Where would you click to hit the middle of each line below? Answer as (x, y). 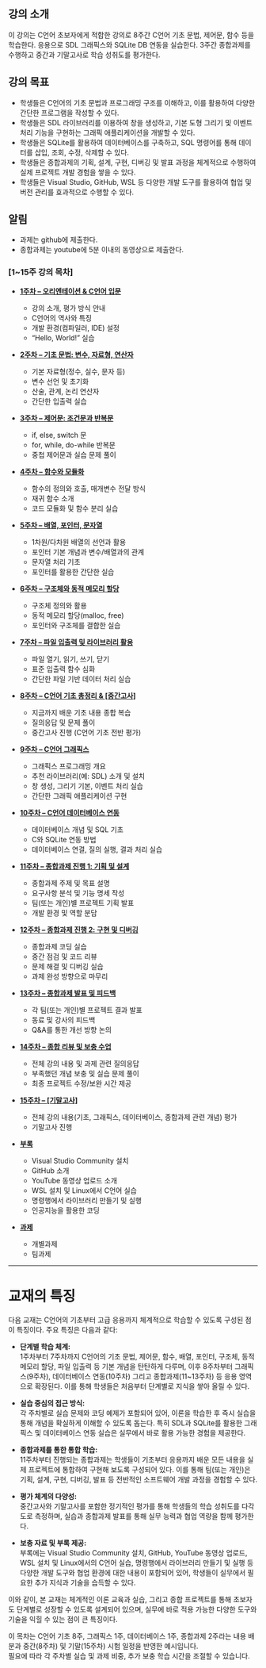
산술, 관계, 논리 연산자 (65, 391)
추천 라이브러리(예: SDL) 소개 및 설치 (88, 776)
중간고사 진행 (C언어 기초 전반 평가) (86, 732)
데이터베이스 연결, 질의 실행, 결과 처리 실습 (97, 849)
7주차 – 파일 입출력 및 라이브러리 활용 (76, 642)
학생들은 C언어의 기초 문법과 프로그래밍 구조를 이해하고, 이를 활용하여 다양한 (137, 102)
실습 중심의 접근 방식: (52, 1403)
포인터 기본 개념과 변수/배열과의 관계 (88, 552)
